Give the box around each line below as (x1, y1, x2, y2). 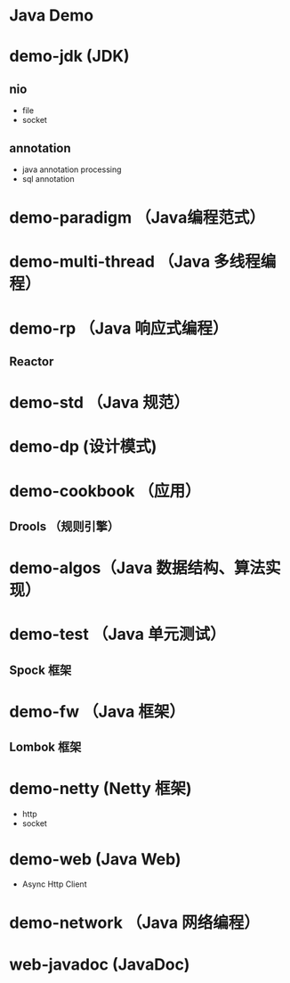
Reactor (9, 354, 54, 369)
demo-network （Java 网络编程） (9, 913, 260, 933)
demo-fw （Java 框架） (9, 701, 185, 722)
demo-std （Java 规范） (9, 393, 189, 413)
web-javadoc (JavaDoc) (9, 954, 190, 974)
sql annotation (21, 174, 76, 184)
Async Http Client (21, 879, 87, 889)
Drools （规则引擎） (9, 519, 120, 534)
